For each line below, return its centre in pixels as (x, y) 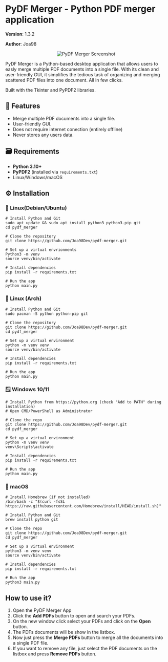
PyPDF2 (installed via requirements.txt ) (55, 172)
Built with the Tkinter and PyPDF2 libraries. (50, 90)
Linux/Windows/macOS (38, 177)
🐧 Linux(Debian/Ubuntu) (36, 208)
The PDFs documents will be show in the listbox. (64, 632)
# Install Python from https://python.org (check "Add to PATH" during (83, 402)
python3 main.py (23, 582)
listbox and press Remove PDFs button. (54, 654)
